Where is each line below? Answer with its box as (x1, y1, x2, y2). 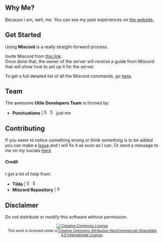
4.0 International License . (61, 233, 104, 238)
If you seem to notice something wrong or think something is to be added (5, 137, 153, 143)
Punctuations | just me (12, 110, 71, 116)
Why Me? (5, 4, 35, 12)
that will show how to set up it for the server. (5, 63, 94, 69)
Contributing (5, 124, 45, 133)
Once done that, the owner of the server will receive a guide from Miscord (5, 58, 155, 64)
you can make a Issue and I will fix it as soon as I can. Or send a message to (5, 142, 159, 148)
